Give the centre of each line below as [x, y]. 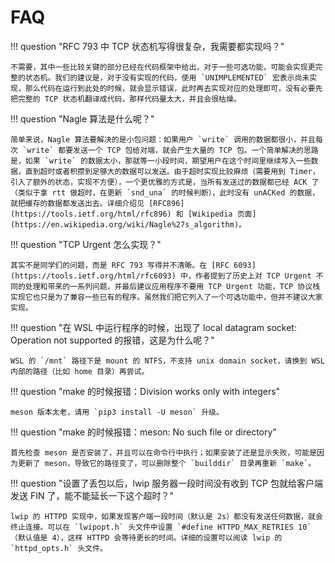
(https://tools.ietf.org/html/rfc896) [91, 214]
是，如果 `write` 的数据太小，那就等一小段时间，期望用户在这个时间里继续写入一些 [161, 161]
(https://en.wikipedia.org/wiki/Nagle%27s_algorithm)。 [128, 224]
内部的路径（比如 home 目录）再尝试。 [80, 371]
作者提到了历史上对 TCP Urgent [253, 276]
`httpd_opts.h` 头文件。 [59, 548]
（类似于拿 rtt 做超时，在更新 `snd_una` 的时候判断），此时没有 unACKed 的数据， [165, 192]
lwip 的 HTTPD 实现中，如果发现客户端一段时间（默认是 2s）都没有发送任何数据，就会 [166, 516]
